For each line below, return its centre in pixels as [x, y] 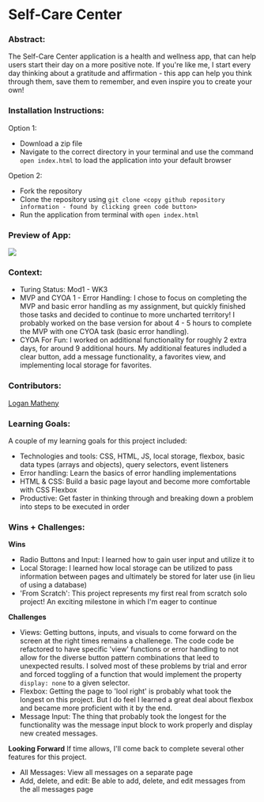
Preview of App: [40, 235]
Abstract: [27, 40]
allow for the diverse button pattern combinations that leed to [119, 658]
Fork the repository [51, 191]
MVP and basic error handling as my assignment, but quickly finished [133, 306]
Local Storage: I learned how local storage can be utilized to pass [126, 568]
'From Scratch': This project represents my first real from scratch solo [133, 593]
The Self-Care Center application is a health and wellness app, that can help [132, 56]
